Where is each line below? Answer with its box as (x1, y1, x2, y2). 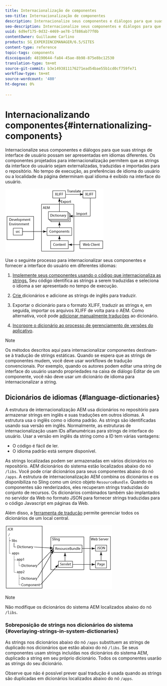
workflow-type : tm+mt (5, 71, 50, 76)
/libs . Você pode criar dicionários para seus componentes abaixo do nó (5, 468, 154, 474)
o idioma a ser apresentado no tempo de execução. (12, 282, 118, 289)
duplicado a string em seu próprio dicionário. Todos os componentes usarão (5, 655, 162, 661)
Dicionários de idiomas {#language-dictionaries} (5, 393, 160, 402)
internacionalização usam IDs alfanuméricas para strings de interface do (5, 428, 154, 434)
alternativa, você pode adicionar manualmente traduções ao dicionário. (12, 312, 159, 319)
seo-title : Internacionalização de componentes (5, 13, 106, 18)
